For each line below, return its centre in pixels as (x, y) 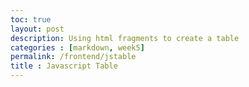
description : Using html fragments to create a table (125, 38)
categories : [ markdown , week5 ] (77, 47)
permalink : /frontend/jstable (73, 57)
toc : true (31, 19)
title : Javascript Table (64, 66)
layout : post (37, 29)
